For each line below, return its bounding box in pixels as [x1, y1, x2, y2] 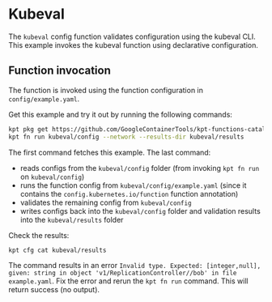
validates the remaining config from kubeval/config [19, 198, 192, 207]
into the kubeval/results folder [19, 215, 124, 224]
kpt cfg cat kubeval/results [8, 246, 107, 254]
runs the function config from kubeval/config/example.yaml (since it [19, 180, 247, 190]
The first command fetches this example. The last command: [8, 147, 211, 157]
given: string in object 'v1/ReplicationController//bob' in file [8, 269, 237, 278]
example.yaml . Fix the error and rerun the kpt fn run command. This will [8, 276, 249, 286]
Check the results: [8, 230, 70, 240]
